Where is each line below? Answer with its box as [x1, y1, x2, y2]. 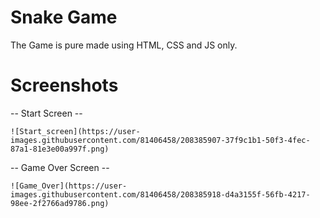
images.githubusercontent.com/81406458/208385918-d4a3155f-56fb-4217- [10, 189, 311, 200]
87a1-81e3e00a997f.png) [10, 144, 110, 154]
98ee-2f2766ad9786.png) [10, 198, 110, 208]
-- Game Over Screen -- [10, 161, 110, 173]
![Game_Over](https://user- [10, 181, 128, 191]
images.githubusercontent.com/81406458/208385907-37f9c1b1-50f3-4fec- [10, 135, 311, 145]
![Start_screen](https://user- [10, 126, 141, 136]
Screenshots [10, 74, 119, 97]
